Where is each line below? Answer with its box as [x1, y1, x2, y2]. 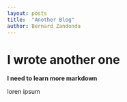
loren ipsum [7, 88, 41, 96]
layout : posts [7, 10, 48, 17]
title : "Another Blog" [7, 16, 75, 23]
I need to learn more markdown [7, 74, 98, 82]
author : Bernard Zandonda [7, 22, 81, 29]
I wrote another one [7, 52, 121, 67]
